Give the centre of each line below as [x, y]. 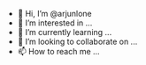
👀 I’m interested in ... [55, 23]
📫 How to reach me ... [58, 51]
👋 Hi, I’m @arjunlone [55, 14]
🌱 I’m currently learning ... [65, 32]
